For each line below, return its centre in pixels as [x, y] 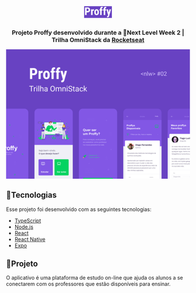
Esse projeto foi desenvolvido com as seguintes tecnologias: [79, 209]
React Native [30, 239]
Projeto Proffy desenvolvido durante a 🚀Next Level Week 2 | [98, 33]
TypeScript [28, 220]
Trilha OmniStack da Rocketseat [98, 40]
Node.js [24, 227]
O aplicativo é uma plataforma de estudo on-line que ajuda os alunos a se [94, 278]
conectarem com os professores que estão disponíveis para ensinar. [88, 284]
